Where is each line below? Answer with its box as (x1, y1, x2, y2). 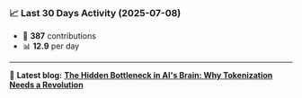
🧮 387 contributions (22, 31, 97, 41)
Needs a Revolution (9, 79, 84, 91)
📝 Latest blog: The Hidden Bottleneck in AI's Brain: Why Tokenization (9, 70, 273, 81)
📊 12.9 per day (22, 40, 80, 51)
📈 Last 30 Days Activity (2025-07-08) (9, 6, 182, 19)
